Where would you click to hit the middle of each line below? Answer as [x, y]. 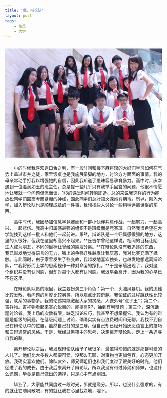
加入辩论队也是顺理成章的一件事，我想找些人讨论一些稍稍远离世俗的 [83, 205]
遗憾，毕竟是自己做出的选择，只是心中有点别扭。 [59, 374]
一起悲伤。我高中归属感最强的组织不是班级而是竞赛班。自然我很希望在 [85, 228]
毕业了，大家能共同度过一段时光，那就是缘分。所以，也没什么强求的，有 [88, 384]
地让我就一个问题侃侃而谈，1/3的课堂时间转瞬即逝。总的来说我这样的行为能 [82, 193]
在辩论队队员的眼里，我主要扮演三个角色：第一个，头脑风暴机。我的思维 [88, 289]
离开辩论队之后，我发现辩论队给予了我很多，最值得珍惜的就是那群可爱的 [88, 349]
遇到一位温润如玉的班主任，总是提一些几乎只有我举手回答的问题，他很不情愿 [83, 187]
